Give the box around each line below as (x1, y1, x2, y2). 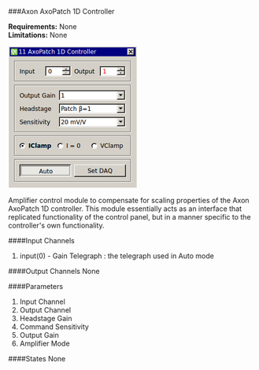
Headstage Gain (19, 314, 72, 323)
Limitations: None (8, 31, 68, 39)
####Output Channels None (8, 267, 100, 276)
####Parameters (8, 282, 64, 290)
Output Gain (19, 331, 59, 339)
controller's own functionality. (8, 220, 105, 230)
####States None (8, 354, 66, 363)
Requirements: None (8, 22, 77, 31)
